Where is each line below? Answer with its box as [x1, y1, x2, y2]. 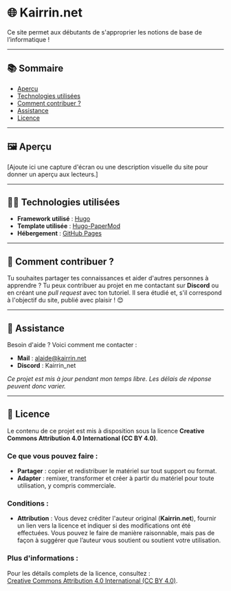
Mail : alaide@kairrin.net [16, 354, 87, 362]
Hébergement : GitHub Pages [16, 229, 102, 238]
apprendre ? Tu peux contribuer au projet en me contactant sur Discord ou [7, 281, 219, 290]
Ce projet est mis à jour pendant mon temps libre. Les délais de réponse [7, 375, 212, 383]
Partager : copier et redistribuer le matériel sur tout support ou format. [16, 467, 217, 475]
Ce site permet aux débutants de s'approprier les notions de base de [7, 28, 203, 36]
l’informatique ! [7, 35, 50, 43]
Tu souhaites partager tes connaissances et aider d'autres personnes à [7, 274, 209, 282]
